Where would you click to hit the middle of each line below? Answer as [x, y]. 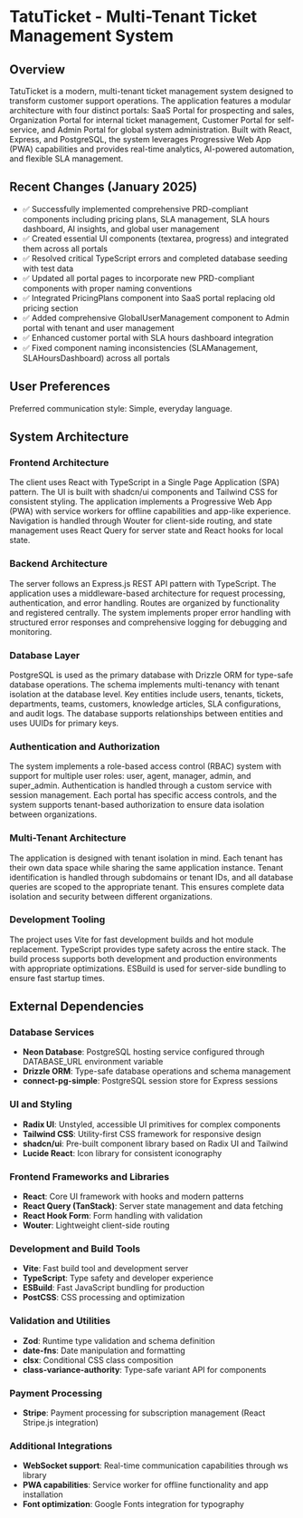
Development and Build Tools [75, 1249]
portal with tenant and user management [98, 327]
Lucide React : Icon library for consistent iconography [122, 1153]
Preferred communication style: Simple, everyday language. [121, 408]
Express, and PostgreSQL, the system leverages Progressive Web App [140, 139]
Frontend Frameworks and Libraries [90, 1176]
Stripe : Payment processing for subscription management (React [144, 1413]
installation [43, 1494]
